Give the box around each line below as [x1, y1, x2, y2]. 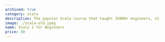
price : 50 [5, 29, 26, 34]
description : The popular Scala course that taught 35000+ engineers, [5, 16, 153, 21]
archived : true [5, 7, 36, 12]
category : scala [5, 12, 38, 16]
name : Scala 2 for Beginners [5, 25, 65, 30]
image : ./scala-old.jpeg [5, 20, 56, 26]
